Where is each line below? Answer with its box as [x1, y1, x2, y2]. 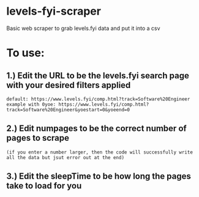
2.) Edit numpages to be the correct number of [6, 124, 187, 134]
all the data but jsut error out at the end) [6, 154, 124, 160]
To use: [6, 46, 45, 60]
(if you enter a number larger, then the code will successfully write [6, 149, 193, 155]
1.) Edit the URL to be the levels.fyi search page [6, 70, 190, 81]
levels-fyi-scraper [6, 4, 101, 18]
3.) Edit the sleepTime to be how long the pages [6, 171, 191, 182]
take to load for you [6, 180, 82, 191]
